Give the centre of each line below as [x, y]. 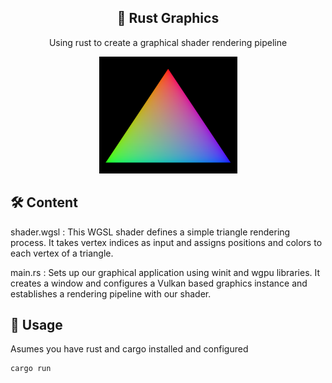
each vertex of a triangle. [62, 253]
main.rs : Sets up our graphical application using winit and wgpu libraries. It [165, 272]
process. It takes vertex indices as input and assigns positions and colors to [166, 242]
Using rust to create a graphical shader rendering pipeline [168, 42]
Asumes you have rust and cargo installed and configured [129, 349]
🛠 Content [44, 202]
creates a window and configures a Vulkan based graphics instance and [159, 283]
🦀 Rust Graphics [168, 18]
